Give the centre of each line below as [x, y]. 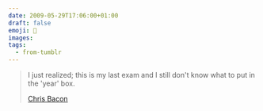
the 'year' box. [51, 83]
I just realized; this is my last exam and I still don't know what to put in [141, 75]
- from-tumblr [38, 52]
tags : [17, 45]
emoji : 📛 [23, 30]
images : [21, 38]
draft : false [30, 23]
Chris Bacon [48, 99]
